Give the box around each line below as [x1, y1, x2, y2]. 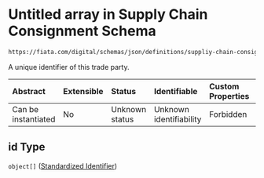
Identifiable [153, 85, 198, 96]
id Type [8, 140, 46, 154]
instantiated [12, 114, 56, 125]
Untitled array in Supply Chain [8, 5, 208, 24]
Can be [12, 104, 39, 114]
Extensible [62, 85, 104, 96]
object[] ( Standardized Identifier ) [8, 161, 118, 170]
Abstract [12, 85, 46, 96]
